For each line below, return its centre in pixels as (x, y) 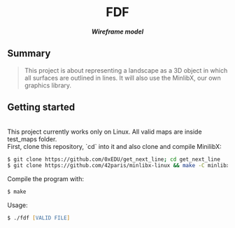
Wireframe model (117, 31)
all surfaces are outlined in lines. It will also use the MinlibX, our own (123, 78)
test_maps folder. (32, 139)
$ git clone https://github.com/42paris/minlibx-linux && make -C (106, 166)
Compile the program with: (45, 179)
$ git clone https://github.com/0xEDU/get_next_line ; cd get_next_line (114, 159)
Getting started (41, 107)
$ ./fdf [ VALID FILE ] (39, 218)
